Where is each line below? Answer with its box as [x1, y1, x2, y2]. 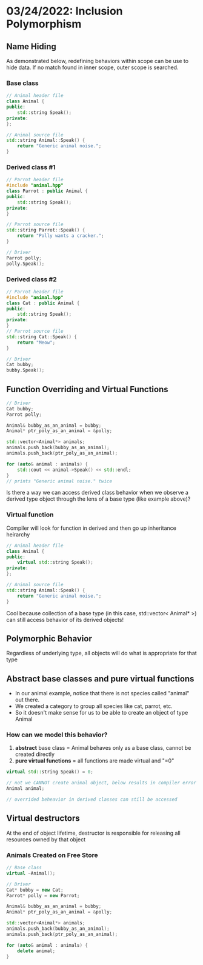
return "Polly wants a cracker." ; [17, 233, 104, 239]
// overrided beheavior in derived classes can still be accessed [6, 796, 178, 803]
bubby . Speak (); [6, 367, 45, 373]
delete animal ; [17, 947, 56, 954]
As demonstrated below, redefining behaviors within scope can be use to [6, 58, 189, 64]
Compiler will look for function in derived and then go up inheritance [6, 524, 177, 532]
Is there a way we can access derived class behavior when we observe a [6, 489, 189, 496]
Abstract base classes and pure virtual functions [6, 673, 195, 684]
